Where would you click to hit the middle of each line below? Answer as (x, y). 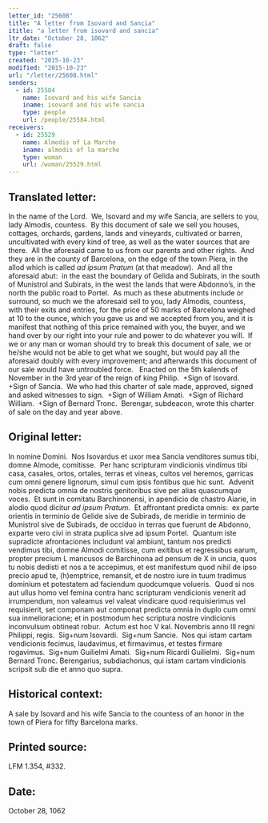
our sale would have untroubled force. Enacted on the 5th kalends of (123, 369)
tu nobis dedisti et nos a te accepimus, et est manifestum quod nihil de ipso (133, 567)
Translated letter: (52, 197)
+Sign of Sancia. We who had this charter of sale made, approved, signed (131, 386)
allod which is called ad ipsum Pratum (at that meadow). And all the (121, 267)
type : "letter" (34, 53)
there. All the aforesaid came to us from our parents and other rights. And (131, 250)
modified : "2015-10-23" (48, 68)
